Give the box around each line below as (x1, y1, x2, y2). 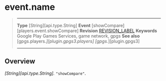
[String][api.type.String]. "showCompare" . (4, 70, 86, 76)
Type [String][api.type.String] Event (16, 22, 91, 28)
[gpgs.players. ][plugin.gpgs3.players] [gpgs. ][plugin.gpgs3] (16, 38, 140, 44)
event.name (4, 1, 55, 13)
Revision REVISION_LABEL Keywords (79, 28, 157, 34)
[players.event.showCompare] (16, 28, 79, 34)
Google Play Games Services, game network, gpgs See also (16, 33, 140, 39)
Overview (4, 57, 36, 66)
